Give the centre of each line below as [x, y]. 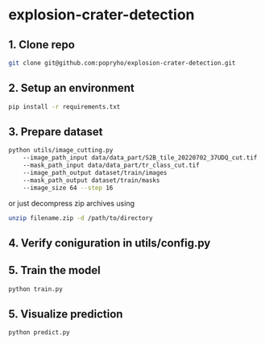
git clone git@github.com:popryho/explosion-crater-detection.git [122, 63]
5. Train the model [54, 270]
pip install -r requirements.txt [64, 106]
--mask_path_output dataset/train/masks [91, 180]
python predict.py [39, 333]
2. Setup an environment [71, 88]
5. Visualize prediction [66, 314]
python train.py [35, 289]
